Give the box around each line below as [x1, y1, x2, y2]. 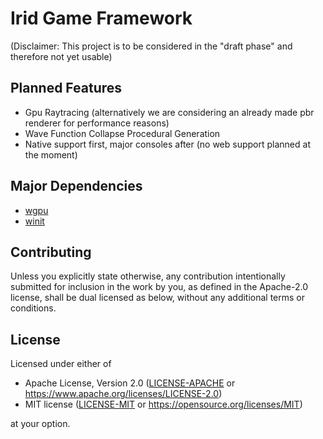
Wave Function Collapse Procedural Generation [24, 127, 221, 139]
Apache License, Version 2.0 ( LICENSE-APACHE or [24, 377, 236, 389]
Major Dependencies [10, 178, 143, 195]
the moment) [24, 148, 78, 161]
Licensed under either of [10, 358, 112, 370]
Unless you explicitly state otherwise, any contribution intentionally [10, 270, 286, 282]
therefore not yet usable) [10, 50, 113, 62]
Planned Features [10, 80, 123, 97]
